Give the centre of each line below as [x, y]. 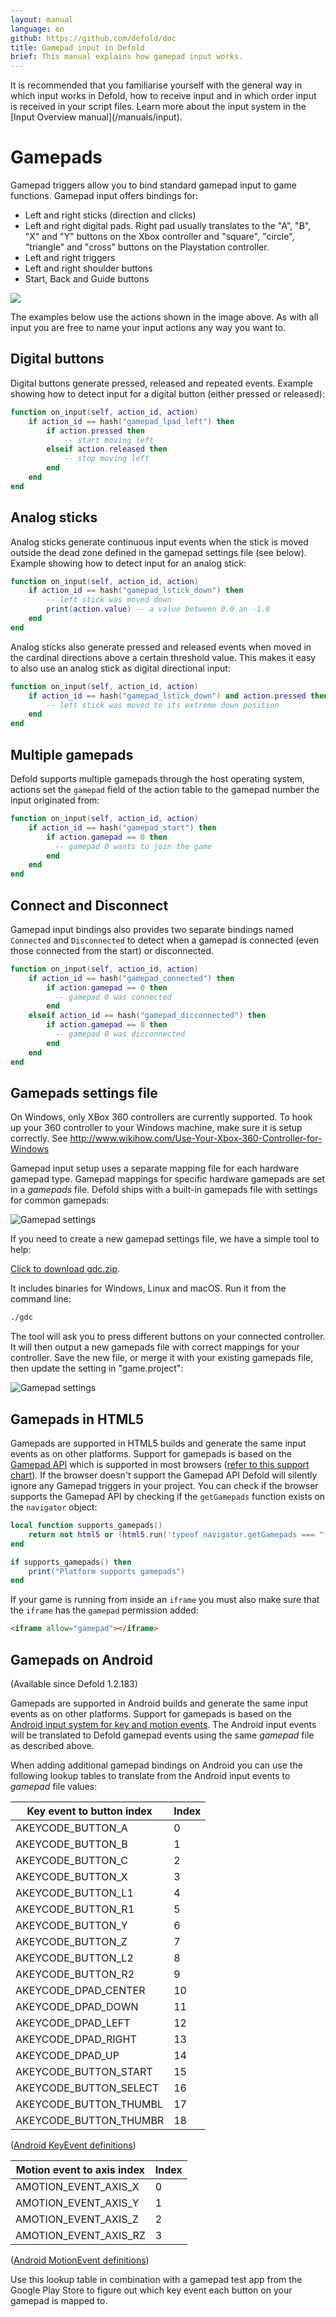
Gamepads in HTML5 [77, 1419]
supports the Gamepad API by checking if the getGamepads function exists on [168, 1497]
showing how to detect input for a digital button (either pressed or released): [167, 393]
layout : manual [42, 19]
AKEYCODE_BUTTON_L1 [74, 1893]
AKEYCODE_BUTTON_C [71, 1860]
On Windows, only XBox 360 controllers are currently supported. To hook [161, 1117]
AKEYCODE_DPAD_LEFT [73, 2023]
